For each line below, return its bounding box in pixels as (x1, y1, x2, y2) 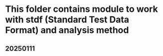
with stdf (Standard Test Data (5, 14, 130, 25)
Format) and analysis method (5, 25, 129, 36)
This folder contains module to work (5, 3, 158, 15)
